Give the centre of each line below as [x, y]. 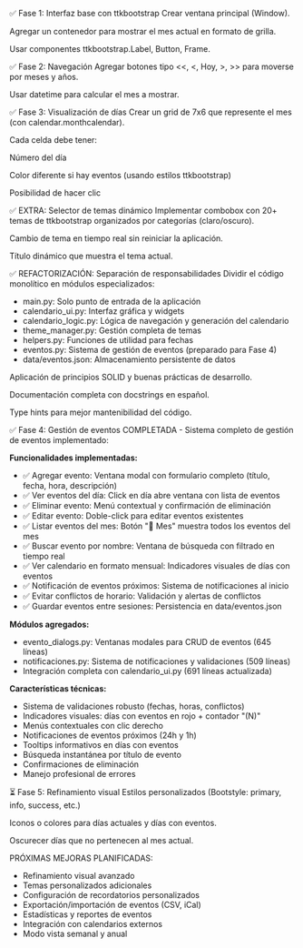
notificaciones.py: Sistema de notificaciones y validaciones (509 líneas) [156, 661]
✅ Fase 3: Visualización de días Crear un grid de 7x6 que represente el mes [151, 112]
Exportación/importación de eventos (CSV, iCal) [112, 905]
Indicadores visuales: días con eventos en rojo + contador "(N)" [142, 716]
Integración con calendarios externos [93, 924]
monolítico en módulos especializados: [82, 284]
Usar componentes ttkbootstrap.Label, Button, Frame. [110, 49]
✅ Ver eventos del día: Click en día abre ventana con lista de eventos [151, 495]
